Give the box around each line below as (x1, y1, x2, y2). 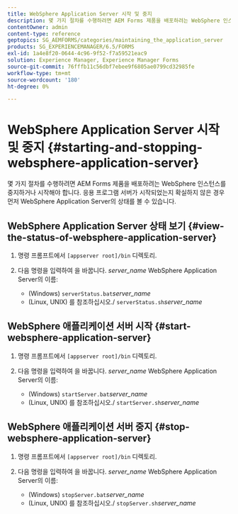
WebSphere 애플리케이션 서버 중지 (7, 421, 153, 433)
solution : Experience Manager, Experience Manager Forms (7, 57, 179, 64)
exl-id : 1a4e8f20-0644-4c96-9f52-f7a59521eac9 (7, 50, 147, 57)
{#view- (187, 220, 225, 232)
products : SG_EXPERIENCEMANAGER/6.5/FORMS (7, 43, 135, 50)
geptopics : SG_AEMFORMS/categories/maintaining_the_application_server (7, 37, 223, 44)
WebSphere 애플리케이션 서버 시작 (7, 320, 153, 333)
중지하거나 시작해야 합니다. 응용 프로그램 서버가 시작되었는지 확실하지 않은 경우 (7, 189, 225, 197)
